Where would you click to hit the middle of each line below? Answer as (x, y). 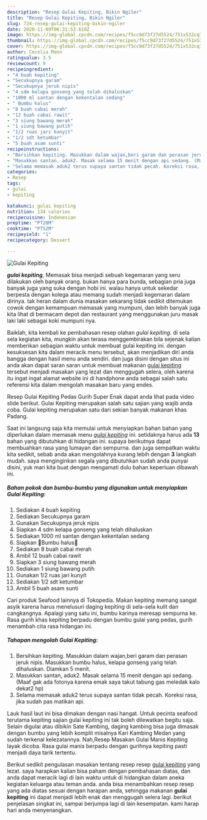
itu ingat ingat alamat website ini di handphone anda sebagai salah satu (97, 378)
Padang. (18, 416)
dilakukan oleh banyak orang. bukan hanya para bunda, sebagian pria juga (101, 281)
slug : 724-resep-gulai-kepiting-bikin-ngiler (66, 23)
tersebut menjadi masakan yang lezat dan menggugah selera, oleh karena (100, 372)
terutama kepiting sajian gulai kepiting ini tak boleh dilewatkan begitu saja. (101, 720)
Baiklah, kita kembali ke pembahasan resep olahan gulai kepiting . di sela (98, 332)
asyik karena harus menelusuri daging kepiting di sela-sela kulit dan (93, 606)
